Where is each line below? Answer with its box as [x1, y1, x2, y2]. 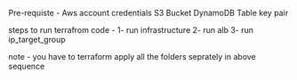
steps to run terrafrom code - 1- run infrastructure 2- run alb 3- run [8, 25, 254, 35]
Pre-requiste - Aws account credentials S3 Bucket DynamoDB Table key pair [8, 8, 289, 18]
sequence [8, 61, 45, 71]
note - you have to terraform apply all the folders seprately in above [8, 52, 257, 61]
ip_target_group [8, 35, 66, 44]
